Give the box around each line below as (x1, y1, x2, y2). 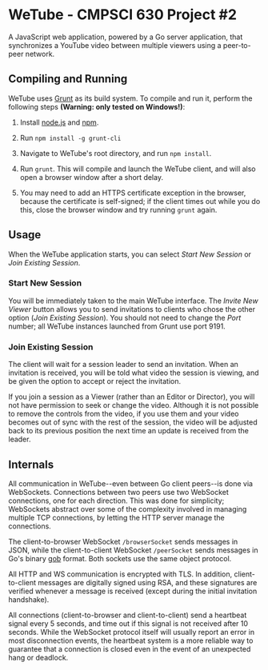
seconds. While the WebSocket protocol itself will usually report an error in (8, 627, 254, 636)
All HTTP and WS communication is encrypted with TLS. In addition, (8, 569, 233, 579)
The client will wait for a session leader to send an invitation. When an (8, 360, 238, 369)
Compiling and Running (8, 72, 128, 86)
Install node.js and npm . (19, 118, 99, 127)
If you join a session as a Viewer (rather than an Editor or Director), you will (8, 392, 255, 401)
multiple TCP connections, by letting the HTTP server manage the (8, 512, 226, 522)
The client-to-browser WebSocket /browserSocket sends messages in (8, 536, 238, 546)
